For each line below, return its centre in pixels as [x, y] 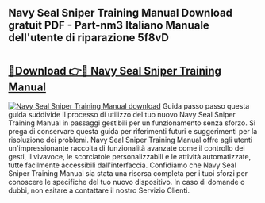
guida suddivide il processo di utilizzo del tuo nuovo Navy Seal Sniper [122, 115]
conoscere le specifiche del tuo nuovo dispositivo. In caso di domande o [127, 182]
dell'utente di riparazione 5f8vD [88, 38]
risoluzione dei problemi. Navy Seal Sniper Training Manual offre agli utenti [131, 140]
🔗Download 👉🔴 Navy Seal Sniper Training [115, 71]
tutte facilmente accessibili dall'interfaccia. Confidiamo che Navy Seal [122, 165]
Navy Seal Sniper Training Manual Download [120, 13]
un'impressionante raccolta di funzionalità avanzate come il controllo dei [127, 148]
